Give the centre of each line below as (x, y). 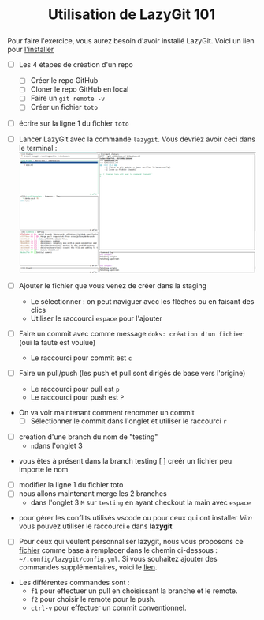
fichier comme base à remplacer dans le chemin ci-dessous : (118, 550)
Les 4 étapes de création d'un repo (76, 65)
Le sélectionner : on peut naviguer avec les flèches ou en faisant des (142, 301)
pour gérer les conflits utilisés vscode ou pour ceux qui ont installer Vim (136, 518)
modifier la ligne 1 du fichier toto (71, 485)
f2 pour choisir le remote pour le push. (93, 599)
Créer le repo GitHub (64, 81)
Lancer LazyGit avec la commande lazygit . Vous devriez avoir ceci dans (137, 139)
